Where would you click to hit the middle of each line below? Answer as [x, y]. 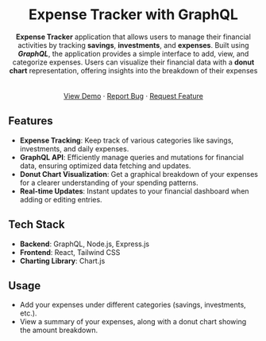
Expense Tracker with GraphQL [133, 15]
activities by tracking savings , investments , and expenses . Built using [133, 45]
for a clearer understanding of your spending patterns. [109, 182]
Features [31, 121]
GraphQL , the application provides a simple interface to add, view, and [133, 53]
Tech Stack [37, 225]
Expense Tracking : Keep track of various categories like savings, [127, 140]
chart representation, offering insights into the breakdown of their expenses [133, 70]
